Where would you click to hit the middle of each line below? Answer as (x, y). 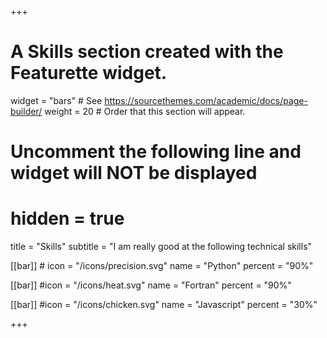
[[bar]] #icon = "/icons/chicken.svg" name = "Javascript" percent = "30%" (164, 305)
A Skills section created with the (147, 52)
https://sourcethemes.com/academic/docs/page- (206, 100)
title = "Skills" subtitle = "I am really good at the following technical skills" (161, 247)
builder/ (26, 111)
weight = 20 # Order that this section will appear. (145, 111)
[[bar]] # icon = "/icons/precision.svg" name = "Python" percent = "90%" (162, 266)
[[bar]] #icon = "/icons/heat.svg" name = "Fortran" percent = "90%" (151, 285)
